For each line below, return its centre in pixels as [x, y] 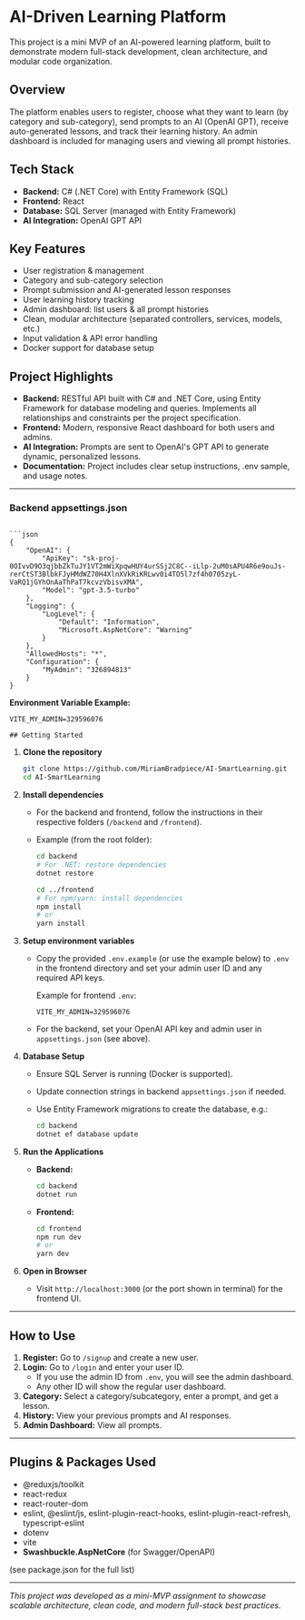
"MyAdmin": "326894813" [87, 670]
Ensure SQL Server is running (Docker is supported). [134, 1074]
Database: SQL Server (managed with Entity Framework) [129, 210]
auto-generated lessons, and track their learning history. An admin [134, 131]
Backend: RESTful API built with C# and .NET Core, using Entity [142, 398]
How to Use [43, 1336]
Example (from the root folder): [94, 840]
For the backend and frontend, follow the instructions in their [149, 812]
